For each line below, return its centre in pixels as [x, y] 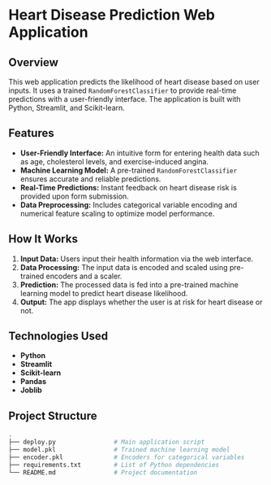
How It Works [43, 239]
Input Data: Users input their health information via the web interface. [137, 259]
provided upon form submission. [75, 196]
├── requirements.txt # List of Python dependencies [114, 465]
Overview [34, 62]
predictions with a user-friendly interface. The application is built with [125, 99]
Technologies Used [58, 336]
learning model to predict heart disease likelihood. [104, 293]
